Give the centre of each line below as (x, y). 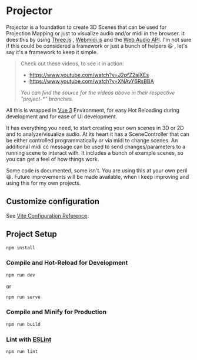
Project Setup (32, 234)
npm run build (24, 324)
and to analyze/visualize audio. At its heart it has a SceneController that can (98, 134)
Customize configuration (53, 201)
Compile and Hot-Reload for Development (67, 263)
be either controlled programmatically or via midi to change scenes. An (92, 140)
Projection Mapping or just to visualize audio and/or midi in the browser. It (96, 33)
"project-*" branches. (47, 99)
